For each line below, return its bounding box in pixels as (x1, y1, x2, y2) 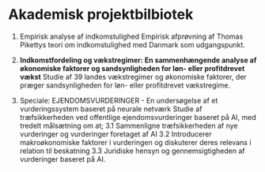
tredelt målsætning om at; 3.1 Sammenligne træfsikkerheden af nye (19, 121, 238, 130)
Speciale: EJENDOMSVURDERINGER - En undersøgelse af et (19, 95, 218, 105)
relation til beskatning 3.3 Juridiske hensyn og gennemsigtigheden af (19, 146, 245, 155)
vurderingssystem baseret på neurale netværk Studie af (19, 104, 203, 114)
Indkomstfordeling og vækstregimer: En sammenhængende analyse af (19, 55, 257, 65)
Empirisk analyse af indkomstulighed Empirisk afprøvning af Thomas (19, 32, 244, 41)
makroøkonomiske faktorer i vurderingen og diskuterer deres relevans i (19, 137, 252, 147)
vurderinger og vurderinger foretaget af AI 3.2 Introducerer (19, 129, 212, 139)
